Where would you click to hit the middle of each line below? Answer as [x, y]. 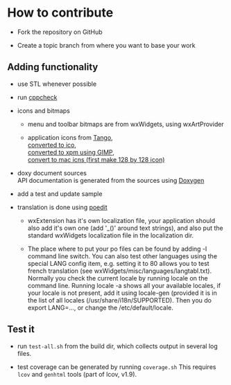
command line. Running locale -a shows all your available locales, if [124, 285]
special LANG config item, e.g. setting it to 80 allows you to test [118, 263]
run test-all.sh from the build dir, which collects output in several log [118, 346]
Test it [21, 329]
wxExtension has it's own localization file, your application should [121, 220]
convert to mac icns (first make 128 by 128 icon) [96, 159]
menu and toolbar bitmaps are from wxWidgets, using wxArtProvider [126, 124]
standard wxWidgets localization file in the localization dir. [111, 235]
